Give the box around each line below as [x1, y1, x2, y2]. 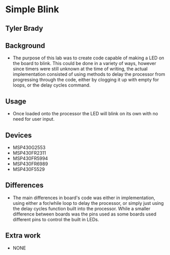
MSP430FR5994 [12, 155, 48, 162]
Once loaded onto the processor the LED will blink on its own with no [12, 111, 158, 117]
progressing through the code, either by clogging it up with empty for [12, 77, 159, 83]
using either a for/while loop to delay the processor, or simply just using [12, 200, 164, 206]
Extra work [5, 231, 41, 240]
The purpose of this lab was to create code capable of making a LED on [12, 55, 165, 61]
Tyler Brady [5, 24, 44, 33]
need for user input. [12, 116, 55, 122]
